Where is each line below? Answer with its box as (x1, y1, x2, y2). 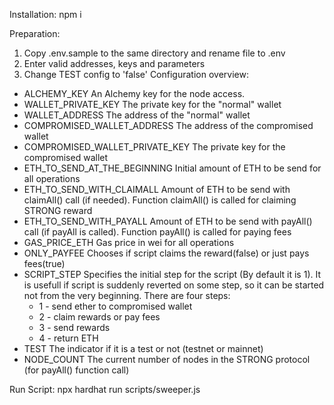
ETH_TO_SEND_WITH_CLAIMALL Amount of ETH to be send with (23, 184, 291, 195)
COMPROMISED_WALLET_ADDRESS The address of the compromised (23, 120, 314, 131)
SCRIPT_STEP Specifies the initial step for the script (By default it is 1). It (23, 269, 322, 280)
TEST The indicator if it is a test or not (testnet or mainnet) (23, 343, 264, 354)
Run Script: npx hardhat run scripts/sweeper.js (9, 384, 201, 395)
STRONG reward (23, 205, 93, 216)
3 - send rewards (38, 322, 111, 333)
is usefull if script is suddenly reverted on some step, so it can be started (23, 279, 325, 291)
